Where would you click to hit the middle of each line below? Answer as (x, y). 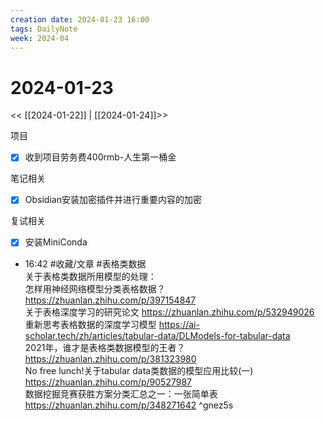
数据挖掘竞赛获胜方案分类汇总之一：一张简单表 (121, 393)
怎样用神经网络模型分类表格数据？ (95, 288)
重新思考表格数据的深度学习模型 (90, 324)
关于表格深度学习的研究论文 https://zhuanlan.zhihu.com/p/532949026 (169, 312)
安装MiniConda (56, 242)
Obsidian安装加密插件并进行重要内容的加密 (113, 200)
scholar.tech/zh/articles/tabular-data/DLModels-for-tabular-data (157, 335)
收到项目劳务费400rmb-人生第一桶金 (100, 157)
